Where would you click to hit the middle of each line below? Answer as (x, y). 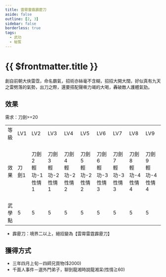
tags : (11, 33)
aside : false (19, 14)
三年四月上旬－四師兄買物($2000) (47, 264)
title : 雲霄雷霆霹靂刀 (26, 10)
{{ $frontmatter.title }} (52, 66)
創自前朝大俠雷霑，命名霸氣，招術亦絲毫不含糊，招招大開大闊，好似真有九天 (83, 81)
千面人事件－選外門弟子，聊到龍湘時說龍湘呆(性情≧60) (68, 270)
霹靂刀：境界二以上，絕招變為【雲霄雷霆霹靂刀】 (62, 233)
